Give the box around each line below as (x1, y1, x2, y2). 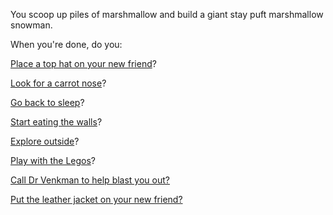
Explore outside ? (10, 135, 80, 147)
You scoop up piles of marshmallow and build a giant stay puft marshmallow (10, 9, 324, 20)
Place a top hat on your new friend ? (10, 58, 157, 69)
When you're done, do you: (10, 39, 123, 50)
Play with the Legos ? (10, 155, 97, 166)
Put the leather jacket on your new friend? (10, 194, 183, 205)
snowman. (10, 19, 53, 31)
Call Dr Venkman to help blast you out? (10, 174, 170, 186)
